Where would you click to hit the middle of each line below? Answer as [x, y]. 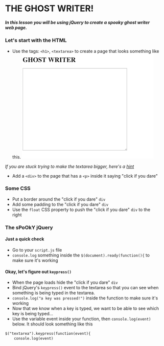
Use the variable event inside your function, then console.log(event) [82, 319]
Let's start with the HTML [36, 41]
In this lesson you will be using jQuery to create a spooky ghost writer [78, 22]
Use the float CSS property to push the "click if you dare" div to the [81, 209]
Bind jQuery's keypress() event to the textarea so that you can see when [85, 288]
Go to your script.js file [37, 250]
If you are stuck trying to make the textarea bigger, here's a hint [70, 166]
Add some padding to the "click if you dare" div [60, 204]
